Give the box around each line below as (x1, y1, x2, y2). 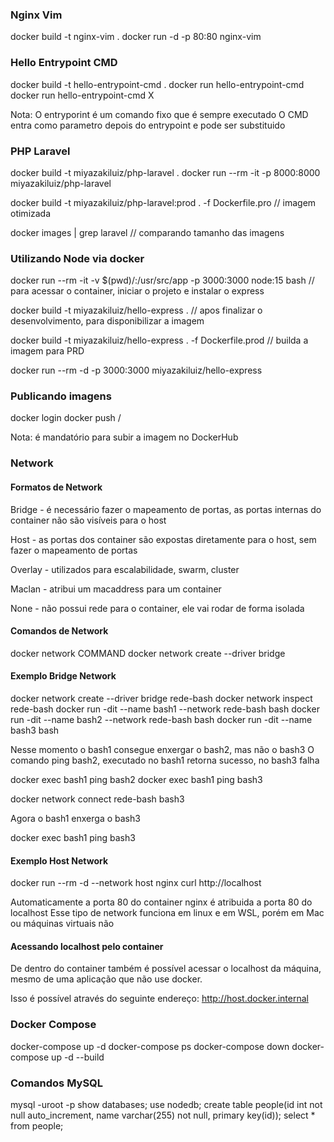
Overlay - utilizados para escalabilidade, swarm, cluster (10, 563, 240, 575)
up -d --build (51, 1051, 105, 1063)
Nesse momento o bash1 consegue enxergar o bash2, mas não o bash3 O (10, 744, 315, 756)
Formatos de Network (10, 481, 103, 493)
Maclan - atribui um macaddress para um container (10, 583, 222, 595)
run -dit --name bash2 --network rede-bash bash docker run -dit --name (10, 714, 313, 726)
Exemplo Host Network (10, 854, 109, 867)
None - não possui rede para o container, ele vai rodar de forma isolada (10, 602, 305, 614)
